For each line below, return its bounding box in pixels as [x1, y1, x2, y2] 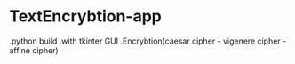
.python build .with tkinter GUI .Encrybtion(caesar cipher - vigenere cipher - [9, 36, 287, 46]
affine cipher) [9, 44, 60, 55]
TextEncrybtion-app [9, 6, 163, 27]
